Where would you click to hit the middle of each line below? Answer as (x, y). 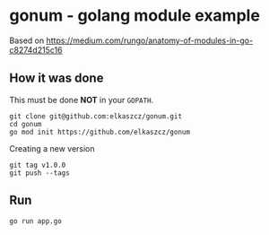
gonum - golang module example (134, 16)
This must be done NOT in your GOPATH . (82, 100)
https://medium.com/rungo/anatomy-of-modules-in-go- (150, 40)
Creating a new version (52, 148)
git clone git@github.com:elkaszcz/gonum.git (95, 116)
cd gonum (26, 124)
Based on (27, 40)
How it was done (56, 78)
